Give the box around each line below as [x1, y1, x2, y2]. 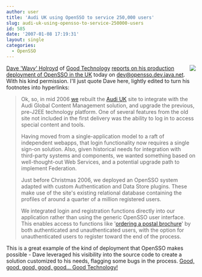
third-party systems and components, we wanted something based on [20, 152, 195, 159]
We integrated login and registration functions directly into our [20, 207, 176, 214]
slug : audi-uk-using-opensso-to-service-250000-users [6, 20, 144, 26]
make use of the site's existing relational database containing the [20, 189, 182, 196]
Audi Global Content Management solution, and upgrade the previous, [20, 102, 195, 109]
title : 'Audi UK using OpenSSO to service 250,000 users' [6, 14, 155, 20]
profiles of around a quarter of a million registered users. [20, 195, 162, 202]
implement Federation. [20, 164, 77, 172]
